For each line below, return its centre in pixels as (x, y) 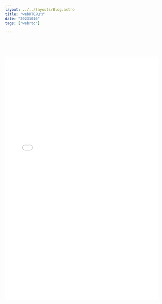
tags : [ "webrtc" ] (23, 23)
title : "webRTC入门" (25, 14)
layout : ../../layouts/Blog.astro (40, 9)
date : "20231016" (23, 18)
